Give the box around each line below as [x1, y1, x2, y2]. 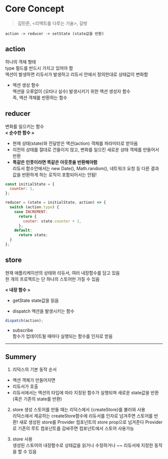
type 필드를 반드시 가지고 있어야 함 [5, 65, 73, 71]
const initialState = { [5, 182, 55, 187]
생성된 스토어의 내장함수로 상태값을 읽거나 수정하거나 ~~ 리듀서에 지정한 [12, 442, 153, 448]
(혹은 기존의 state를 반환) [12, 396, 62, 402]
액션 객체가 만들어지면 [12, 377, 56, 383]
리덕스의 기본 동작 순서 [12, 367, 57, 373]
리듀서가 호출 [12, 383, 38, 389]
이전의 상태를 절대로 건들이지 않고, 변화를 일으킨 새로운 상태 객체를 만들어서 [12, 146, 159, 152]
